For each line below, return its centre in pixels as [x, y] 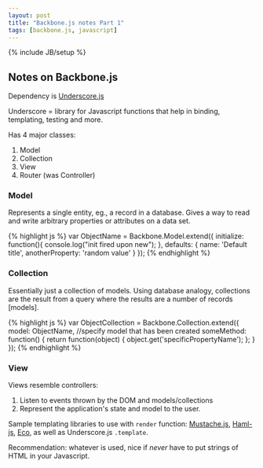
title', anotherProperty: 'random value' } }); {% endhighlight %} [109, 253]
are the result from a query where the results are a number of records [121, 299]
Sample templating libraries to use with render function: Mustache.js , [119, 424]
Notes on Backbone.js [63, 77]
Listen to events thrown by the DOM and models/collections [116, 400]
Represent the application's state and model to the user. [110, 409]
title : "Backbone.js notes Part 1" [66, 23]
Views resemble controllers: [53, 385]
